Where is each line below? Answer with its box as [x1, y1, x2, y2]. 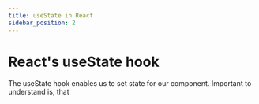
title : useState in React [8, 11, 93, 20]
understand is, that [8, 87, 69, 97]
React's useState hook [8, 53, 160, 71]
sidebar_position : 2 [8, 19, 77, 27]
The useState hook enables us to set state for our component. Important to [8, 79, 252, 88]
